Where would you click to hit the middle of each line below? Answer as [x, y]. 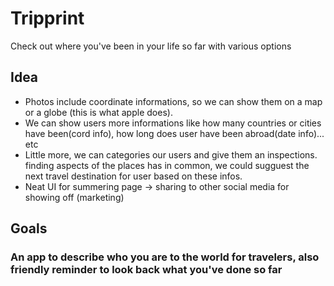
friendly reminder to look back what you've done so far [146, 270]
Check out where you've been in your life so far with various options [151, 46]
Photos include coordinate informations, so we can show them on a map [173, 101]
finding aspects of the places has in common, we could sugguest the [167, 165]
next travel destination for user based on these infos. [133, 176]
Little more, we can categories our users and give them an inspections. [171, 154]
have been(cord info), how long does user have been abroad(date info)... [174, 133]
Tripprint [47, 18]
